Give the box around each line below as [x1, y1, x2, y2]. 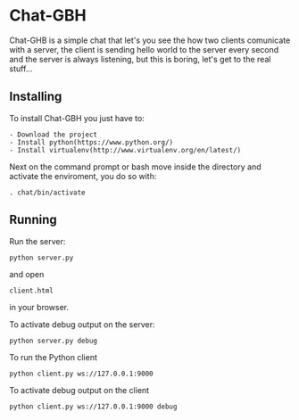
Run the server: [9, 235, 66, 246]
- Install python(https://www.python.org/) [9, 137, 174, 147]
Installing [9, 89, 62, 104]
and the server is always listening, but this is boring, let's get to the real [9, 54, 271, 64]
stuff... [9, 63, 33, 74]
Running [9, 212, 58, 227]
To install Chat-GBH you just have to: [9, 112, 145, 123]
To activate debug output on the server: [9, 318, 155, 330]
